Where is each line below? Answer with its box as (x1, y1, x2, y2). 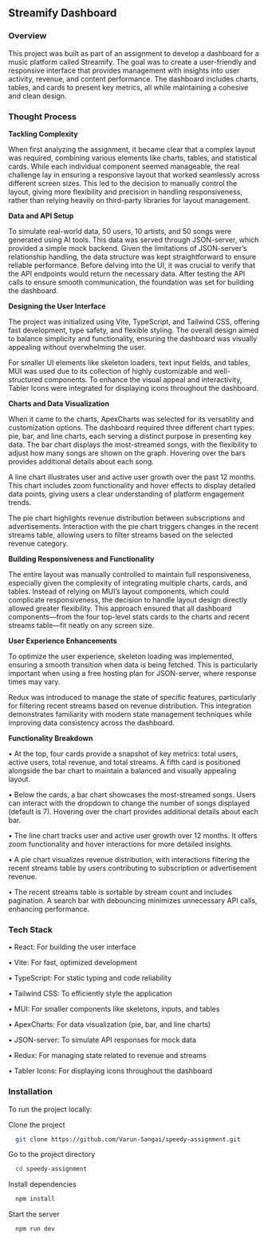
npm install (15, 1195, 56, 1203)
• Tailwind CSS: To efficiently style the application (8, 988, 173, 998)
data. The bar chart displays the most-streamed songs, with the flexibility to (8, 440, 258, 449)
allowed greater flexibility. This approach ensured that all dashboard (8, 603, 232, 613)
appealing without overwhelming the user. (8, 342, 146, 352)
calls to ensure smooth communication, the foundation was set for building (8, 277, 254, 287)
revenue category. (8, 539, 69, 548)
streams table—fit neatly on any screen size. (8, 620, 155, 630)
